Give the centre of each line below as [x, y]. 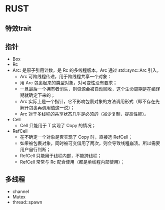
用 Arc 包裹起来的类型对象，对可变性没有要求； [68, 83]
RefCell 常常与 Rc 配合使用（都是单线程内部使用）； [72, 162]
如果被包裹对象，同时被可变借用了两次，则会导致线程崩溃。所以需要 [90, 143]
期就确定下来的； [37, 95]
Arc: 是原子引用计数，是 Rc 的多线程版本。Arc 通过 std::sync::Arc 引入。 [87, 70]
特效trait [18, 28]
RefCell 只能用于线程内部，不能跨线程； [61, 156]
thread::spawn [27, 202]
